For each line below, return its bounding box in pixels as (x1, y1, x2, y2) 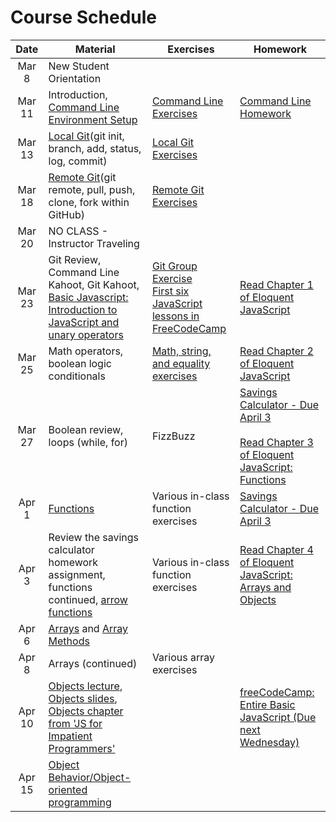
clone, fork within (48, 195, 130, 209)
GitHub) (48, 207, 86, 221)
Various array (151, 650, 215, 664)
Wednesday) (239, 735, 300, 749)
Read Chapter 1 (239, 277, 314, 291)
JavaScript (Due (239, 710, 317, 724)
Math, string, (151, 344, 212, 358)
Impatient (48, 729, 93, 743)
